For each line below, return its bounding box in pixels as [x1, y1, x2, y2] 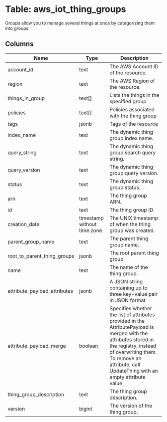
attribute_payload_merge [7, 342, 66, 349]
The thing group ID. [109, 206, 155, 213]
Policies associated [109, 106, 155, 113]
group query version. [109, 170, 159, 177]
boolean [79, 342, 98, 349]
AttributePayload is [109, 323, 154, 330]
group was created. [109, 227, 155, 234]
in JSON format [109, 297, 146, 304]
